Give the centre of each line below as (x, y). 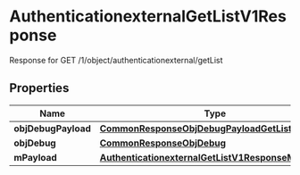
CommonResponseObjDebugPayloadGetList (196, 129)
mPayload (36, 157)
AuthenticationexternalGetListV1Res (148, 17)
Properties (39, 88)
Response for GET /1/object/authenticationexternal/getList (116, 60)
